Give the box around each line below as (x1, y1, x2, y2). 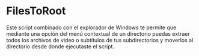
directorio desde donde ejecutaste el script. (6, 43, 115, 50)
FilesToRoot (6, 4, 66, 18)
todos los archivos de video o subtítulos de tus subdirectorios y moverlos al (6, 36, 194, 43)
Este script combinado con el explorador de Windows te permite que (6, 24, 177, 31)
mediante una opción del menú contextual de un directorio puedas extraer (6, 30, 191, 37)
